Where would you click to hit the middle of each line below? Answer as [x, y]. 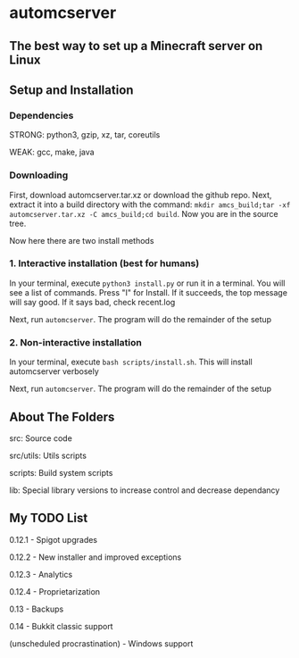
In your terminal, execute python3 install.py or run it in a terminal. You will [147, 283]
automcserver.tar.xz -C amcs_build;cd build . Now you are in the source [144, 213]
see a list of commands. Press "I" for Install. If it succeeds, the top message [149, 292]
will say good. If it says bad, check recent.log [92, 302]
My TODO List [49, 518]
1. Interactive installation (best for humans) [104, 263]
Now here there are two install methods [82, 240]
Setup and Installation [71, 90]
